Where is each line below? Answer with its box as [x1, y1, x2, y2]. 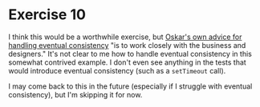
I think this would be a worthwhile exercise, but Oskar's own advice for [8, 32, 242, 42]
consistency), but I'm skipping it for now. [8, 89, 143, 99]
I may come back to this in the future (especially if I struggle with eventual [8, 81, 253, 91]
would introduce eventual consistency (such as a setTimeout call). [8, 65, 226, 75]
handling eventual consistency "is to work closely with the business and [8, 40, 246, 50]
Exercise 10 [8, 6, 87, 24]
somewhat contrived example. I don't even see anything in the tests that [8, 57, 246, 67]
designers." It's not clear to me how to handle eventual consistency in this [8, 49, 253, 58]
